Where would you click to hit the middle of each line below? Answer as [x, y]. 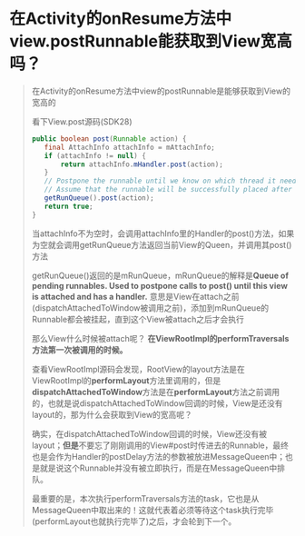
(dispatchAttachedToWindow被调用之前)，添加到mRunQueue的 [150, 308]
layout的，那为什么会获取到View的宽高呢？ [112, 414]
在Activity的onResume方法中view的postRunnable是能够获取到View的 [161, 91]
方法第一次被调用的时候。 [79, 350]
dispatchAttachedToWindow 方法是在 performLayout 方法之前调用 [156, 392]
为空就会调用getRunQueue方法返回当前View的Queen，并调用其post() [162, 244]
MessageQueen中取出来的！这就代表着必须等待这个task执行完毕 [152, 510]
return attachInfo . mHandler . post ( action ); [142, 164]
